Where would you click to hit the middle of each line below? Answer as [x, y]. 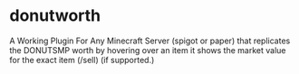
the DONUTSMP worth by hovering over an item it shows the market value [148, 50]
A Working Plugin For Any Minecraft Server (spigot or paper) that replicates [150, 41]
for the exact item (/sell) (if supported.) [82, 60]
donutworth [55, 16]
